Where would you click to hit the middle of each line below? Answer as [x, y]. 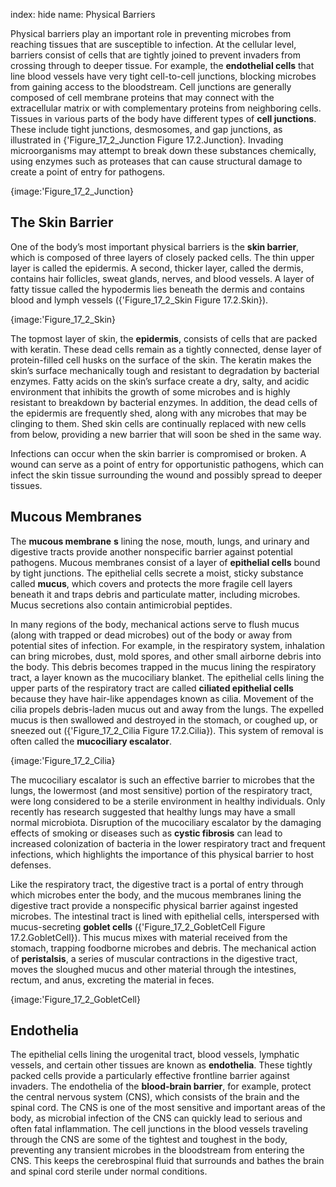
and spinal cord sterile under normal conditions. [109, 1171]
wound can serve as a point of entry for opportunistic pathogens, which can [167, 464]
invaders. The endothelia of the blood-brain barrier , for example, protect [161, 1086]
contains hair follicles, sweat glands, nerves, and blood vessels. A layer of [162, 278]
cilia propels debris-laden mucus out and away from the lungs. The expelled [167, 709]
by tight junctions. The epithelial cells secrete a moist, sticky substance [157, 573]
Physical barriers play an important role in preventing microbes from [151, 33]
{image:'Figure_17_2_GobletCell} [75, 999]
